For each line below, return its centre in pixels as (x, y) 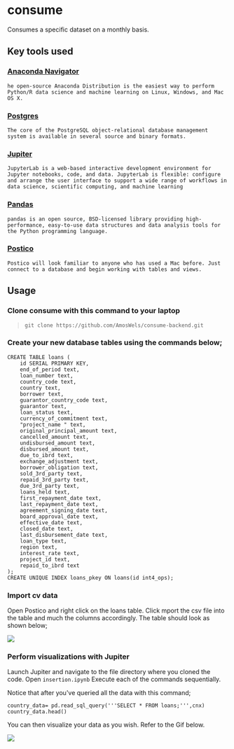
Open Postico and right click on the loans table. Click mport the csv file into (116, 610)
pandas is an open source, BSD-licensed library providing (95, 219)
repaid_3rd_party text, (55, 479)
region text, (39, 547)
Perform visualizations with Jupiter (68, 657)
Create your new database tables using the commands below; (115, 343)
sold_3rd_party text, (51, 474)
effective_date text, (51, 523)
